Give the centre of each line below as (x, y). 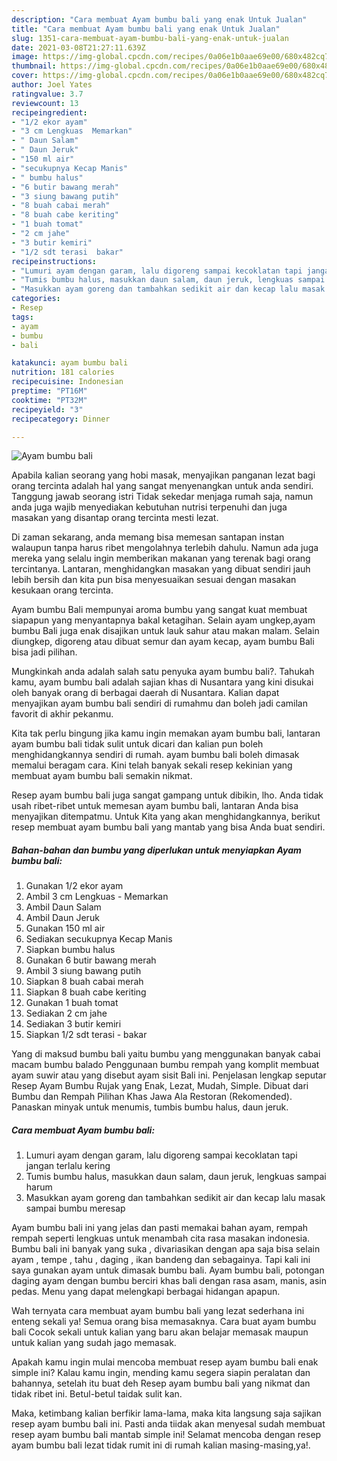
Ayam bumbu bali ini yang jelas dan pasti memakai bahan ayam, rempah (160, 1228)
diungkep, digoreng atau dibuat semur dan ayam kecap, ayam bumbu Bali (163, 642)
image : (25, 57)
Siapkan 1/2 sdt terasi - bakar (86, 1035)
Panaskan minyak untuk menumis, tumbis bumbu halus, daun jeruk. (150, 1107)
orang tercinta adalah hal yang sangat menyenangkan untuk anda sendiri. (162, 486)
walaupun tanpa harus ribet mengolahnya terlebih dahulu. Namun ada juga (165, 548)
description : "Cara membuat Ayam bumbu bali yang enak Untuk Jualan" (159, 19)
